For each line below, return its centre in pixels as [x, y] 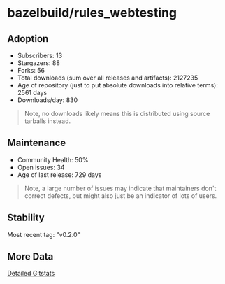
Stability [26, 218]
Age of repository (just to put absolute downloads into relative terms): [117, 85]
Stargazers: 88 [39, 63]
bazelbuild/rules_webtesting [92, 13]
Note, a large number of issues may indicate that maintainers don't [120, 188]
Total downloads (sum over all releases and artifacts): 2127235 [108, 78]
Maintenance [37, 143]
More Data [30, 257]
